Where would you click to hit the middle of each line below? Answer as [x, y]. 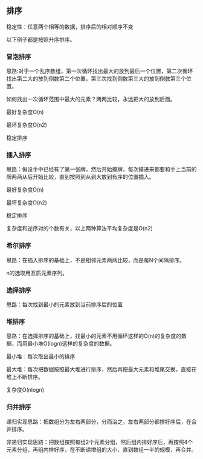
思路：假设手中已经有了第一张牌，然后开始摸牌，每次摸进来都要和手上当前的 [101, 169]
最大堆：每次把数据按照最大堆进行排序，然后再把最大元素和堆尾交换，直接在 [101, 369]
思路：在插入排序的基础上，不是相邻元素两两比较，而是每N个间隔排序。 [96, 260]
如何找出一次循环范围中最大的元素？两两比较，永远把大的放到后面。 [91, 99]
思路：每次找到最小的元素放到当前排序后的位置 [64, 304]
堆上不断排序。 [25, 377]
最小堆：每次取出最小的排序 [41, 357]
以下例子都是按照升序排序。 [41, 39]
